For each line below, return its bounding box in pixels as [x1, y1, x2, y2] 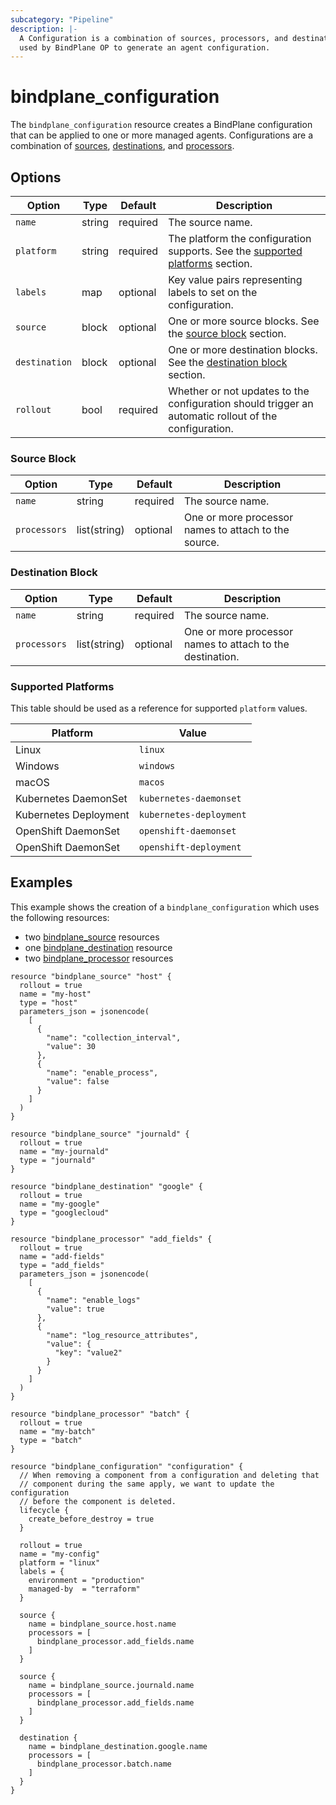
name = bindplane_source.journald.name [28, 1680, 195, 1690]
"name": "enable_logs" [46, 1295, 141, 1305]
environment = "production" [28, 1575, 145, 1585]
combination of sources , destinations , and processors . [10, 140, 235, 152]
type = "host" [19, 997, 78, 1008]
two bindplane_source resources [24, 931, 160, 943]
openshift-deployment [138, 841, 242, 853]
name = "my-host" [19, 989, 92, 999]
